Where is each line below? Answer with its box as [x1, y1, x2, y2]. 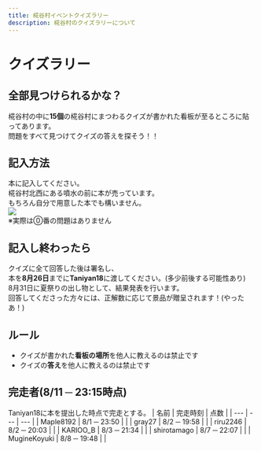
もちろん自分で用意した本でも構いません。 [8, 198, 146, 208]
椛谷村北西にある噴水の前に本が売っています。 [8, 188, 159, 198]
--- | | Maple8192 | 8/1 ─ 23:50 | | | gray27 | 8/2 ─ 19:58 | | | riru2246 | [20, 416, 247, 426]
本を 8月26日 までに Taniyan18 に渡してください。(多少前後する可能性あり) [8, 273, 246, 283]
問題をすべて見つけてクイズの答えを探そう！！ [8, 131, 160, 140]
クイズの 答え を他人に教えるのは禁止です [19, 360, 151, 370]
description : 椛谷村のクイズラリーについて [8, 19, 136, 27]
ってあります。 [8, 121, 56, 131]
